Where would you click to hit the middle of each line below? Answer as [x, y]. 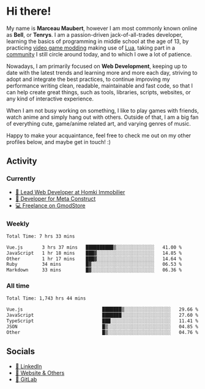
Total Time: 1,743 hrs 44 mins [46, 298]
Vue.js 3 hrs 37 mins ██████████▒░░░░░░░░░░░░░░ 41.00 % [94, 247]
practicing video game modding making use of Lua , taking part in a [91, 48]
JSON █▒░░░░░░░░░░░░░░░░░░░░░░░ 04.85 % [102, 327]
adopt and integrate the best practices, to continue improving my [88, 79]
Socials [21, 351]
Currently [21, 179]
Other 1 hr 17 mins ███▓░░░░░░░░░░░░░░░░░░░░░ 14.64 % [94, 259]
